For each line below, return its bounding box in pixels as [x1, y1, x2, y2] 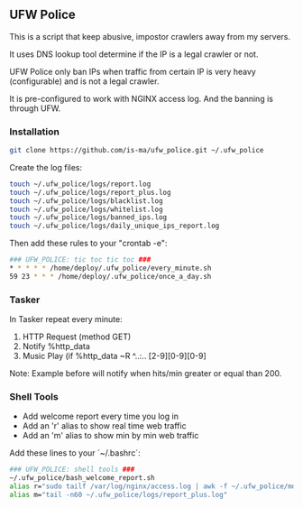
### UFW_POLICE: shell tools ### [9, 465, 135, 475]
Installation [9, 125, 60, 138]
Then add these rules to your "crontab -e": [9, 238, 168, 249]
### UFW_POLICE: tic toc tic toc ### [9, 255, 151, 264]
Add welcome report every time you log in [22, 411, 179, 422]
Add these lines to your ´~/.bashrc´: [9, 448, 142, 458]
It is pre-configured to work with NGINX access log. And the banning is [9, 93, 273, 104]
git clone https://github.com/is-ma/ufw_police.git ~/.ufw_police [9, 146, 264, 155]
